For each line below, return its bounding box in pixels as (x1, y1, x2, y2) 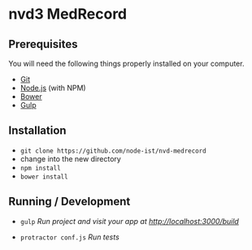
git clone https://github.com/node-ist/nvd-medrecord (20, 147, 206, 155)
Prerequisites (8, 37, 78, 51)
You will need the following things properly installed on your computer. (8, 58, 245, 68)
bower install (20, 172, 68, 181)
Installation (8, 123, 67, 138)
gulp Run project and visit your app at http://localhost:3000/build (20, 216, 240, 226)
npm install (20, 164, 61, 172)
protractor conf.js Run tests (20, 232, 119, 242)
